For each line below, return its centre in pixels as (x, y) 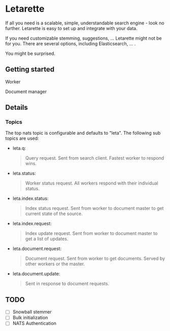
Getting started (30, 69)
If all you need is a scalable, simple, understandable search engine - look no (85, 23)
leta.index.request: (32, 224)
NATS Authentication (35, 323)
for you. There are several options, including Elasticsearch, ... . (71, 43)
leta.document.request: (37, 249)
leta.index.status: (30, 198)
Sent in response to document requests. (67, 284)
